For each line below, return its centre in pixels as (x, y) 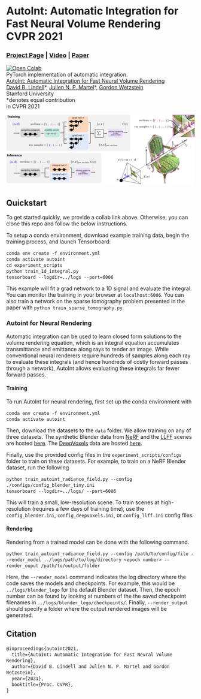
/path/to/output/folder (71, 566)
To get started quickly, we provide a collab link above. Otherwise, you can (97, 218)
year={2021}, (28, 679)
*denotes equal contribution (41, 100)
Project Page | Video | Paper (48, 55)
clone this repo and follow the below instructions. (67, 224)
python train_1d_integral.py (42, 272)
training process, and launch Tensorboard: (59, 242)
